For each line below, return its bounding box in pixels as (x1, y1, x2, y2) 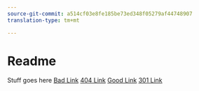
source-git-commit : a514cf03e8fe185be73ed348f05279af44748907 (7, 10, 193, 17)
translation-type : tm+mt (7, 17, 80, 24)
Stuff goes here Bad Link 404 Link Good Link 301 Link (7, 76, 163, 85)
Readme (7, 53, 57, 69)
